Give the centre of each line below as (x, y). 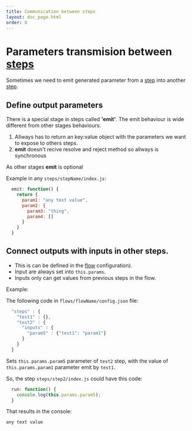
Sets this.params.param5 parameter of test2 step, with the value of (87, 361)
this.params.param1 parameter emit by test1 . (61, 367)
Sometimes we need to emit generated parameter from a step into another (96, 81)
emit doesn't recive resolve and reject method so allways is (87, 149)
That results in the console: (39, 412)
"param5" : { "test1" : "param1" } (67, 333)
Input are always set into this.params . (60, 272)
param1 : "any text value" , (55, 200)
